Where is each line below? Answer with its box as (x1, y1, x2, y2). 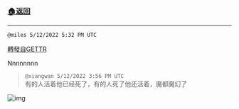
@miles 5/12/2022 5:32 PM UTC (7, 32, 97, 39)
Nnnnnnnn (7, 59, 38, 68)
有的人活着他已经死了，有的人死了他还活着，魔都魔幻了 (24, 80, 187, 88)
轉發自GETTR (7, 45, 47, 54)
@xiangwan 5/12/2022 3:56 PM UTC (24, 73, 124, 80)
